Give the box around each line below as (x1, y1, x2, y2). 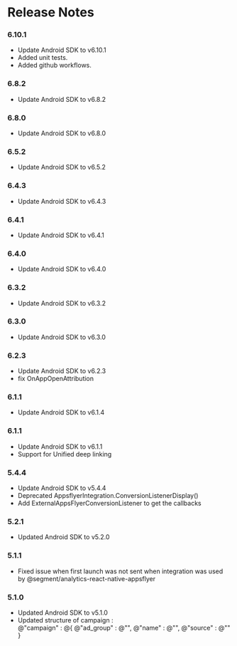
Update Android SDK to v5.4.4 (17, 484, 106, 492)
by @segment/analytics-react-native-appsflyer (17, 574, 156, 583)
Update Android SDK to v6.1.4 (17, 408, 105, 417)
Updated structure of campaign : (17, 615, 114, 624)
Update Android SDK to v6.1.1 (17, 442, 103, 451)
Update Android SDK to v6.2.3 (17, 367, 106, 375)
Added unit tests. (17, 53, 68, 62)
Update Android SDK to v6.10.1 (17, 46, 106, 54)
